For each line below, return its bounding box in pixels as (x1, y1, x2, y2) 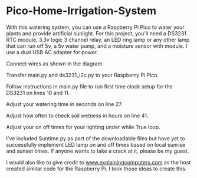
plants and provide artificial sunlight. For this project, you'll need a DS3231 (6, 29, 187, 37)
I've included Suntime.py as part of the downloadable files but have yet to (6, 134, 185, 142)
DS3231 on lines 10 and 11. (6, 89, 70, 96)
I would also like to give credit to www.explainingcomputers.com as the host (6, 159, 191, 166)
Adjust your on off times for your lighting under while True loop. (6, 123, 160, 130)
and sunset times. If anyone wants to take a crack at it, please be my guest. (6, 147, 189, 154)
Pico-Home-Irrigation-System (6, 4, 157, 18)
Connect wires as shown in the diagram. (6, 60, 104, 67)
